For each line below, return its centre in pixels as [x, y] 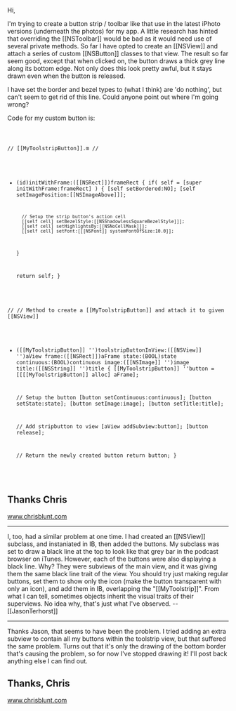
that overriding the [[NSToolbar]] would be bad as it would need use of [110, 39]
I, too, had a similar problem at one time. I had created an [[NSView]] [106, 537]
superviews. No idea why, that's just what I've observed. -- [93, 604]
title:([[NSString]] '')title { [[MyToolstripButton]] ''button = [116, 369]
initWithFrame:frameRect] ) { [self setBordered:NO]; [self [106, 189]
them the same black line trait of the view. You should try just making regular [118, 574]
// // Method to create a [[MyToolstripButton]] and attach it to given [116, 310]
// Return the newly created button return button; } [97, 456]
